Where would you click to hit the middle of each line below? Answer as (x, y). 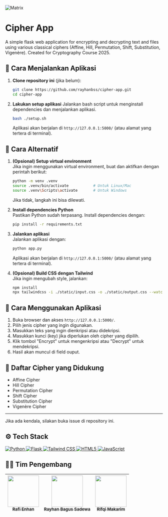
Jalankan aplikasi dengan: (39, 239)
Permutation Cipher (32, 390)
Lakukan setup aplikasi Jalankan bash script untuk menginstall (78, 104)
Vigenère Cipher (29, 406)
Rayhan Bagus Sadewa (67, 509)
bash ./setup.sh (29, 118)
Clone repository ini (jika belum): (47, 80)
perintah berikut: (29, 172)
